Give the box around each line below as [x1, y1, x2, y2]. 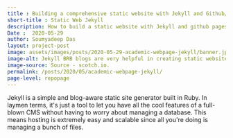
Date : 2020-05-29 [7, 29, 64, 37]
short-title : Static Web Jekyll [7, 17, 104, 24]
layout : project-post [7, 42, 70, 49]
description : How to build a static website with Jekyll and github [7, 23, 209, 30]
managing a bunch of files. [7, 123, 84, 132]
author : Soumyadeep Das [7, 36, 76, 43]
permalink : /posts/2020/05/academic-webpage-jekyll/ [7, 68, 163, 75]
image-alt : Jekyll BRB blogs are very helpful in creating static [7, 55, 203, 62]
